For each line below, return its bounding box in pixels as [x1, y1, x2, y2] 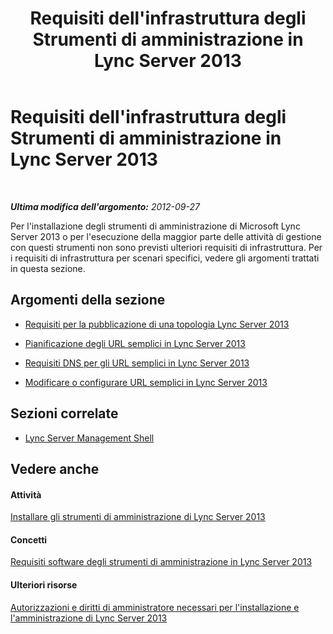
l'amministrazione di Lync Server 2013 [10, 612, 168, 624]
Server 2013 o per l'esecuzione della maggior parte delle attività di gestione [10, 230, 322, 242]
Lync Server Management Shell [24, 432, 155, 444]
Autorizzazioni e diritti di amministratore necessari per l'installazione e [10, 601, 300, 613]
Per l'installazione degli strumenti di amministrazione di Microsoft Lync [10, 220, 301, 232]
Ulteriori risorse [10, 578, 78, 591]
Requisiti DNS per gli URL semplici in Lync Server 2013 [24, 357, 250, 369]
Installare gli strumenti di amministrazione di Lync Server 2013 [10, 511, 266, 523]
